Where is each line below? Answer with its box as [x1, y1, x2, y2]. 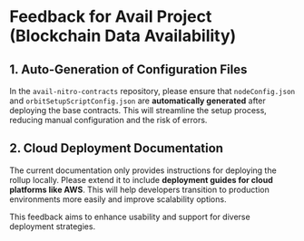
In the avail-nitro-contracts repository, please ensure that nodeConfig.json [9, 86, 296, 96]
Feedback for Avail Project [9, 6, 212, 27]
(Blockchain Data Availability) [9, 25, 237, 46]
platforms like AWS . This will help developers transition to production [9, 184, 270, 195]
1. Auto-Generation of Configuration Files [9, 62, 248, 77]
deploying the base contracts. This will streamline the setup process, [9, 105, 268, 115]
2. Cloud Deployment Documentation [9, 140, 224, 156]
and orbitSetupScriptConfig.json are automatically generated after [9, 95, 266, 106]
